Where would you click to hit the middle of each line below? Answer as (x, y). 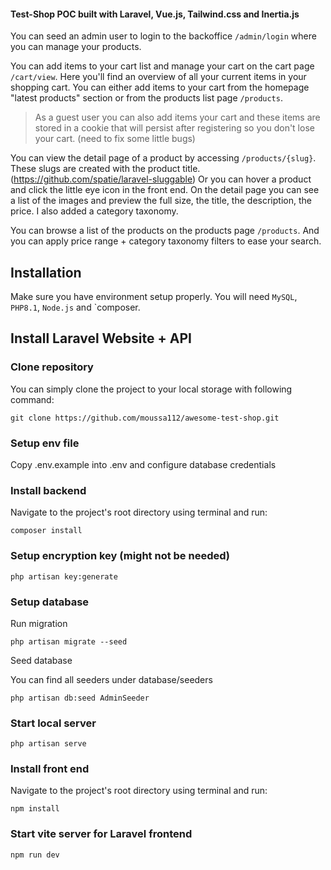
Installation (46, 272)
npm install (35, 809)
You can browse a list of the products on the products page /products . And (165, 231)
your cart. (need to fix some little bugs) (115, 139)
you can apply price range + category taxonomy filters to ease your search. (166, 241)
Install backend (48, 490)
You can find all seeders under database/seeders (111, 679)
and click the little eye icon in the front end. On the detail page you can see (165, 190)
